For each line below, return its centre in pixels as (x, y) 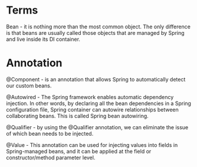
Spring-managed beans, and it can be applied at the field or (79, 151)
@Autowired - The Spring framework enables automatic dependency (90, 97)
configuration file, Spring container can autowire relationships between (92, 109)
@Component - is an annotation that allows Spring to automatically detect (96, 79)
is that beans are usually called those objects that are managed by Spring (95, 32)
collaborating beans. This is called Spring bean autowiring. (77, 116)
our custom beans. (29, 86)
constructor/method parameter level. (51, 158)
